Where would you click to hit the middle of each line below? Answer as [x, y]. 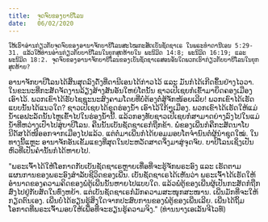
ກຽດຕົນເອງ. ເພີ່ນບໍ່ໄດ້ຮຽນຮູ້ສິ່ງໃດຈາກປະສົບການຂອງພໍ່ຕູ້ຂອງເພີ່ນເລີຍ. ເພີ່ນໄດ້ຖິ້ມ [126, 200]
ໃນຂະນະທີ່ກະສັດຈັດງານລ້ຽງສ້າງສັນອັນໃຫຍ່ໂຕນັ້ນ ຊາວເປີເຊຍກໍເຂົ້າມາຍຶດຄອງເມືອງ [130, 90]
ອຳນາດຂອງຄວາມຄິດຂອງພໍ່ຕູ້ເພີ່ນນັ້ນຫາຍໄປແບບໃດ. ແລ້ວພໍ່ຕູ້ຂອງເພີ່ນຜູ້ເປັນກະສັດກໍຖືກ [134, 183]
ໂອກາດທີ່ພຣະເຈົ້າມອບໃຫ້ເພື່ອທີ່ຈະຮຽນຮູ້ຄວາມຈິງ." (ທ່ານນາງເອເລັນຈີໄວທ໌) [117, 209]
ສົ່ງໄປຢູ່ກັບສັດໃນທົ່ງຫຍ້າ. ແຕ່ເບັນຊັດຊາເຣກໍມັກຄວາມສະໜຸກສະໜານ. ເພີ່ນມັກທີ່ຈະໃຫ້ [133, 191]
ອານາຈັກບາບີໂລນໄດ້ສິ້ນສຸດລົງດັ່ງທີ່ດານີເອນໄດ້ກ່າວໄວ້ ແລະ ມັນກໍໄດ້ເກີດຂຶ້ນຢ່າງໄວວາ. [131, 82]
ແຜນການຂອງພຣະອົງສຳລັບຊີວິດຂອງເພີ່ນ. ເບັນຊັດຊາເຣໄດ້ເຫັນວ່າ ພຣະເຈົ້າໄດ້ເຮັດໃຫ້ [132, 174]
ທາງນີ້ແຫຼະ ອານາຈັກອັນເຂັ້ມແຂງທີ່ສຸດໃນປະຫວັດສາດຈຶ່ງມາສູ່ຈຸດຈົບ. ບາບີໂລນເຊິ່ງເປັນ [131, 141]
